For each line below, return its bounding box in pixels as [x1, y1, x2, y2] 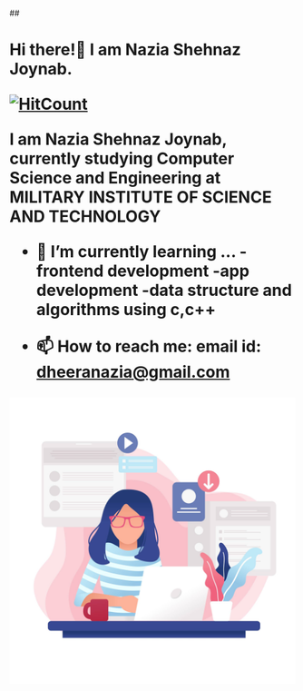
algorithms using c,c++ [35, 300, 216, 321]
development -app [107, 261, 249, 281]
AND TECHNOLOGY [9, 206, 161, 227]
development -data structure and [35, 281, 292, 301]
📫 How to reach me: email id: [35, 336, 261, 357]
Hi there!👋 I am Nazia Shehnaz [9, 40, 242, 60]
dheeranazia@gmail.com [35, 362, 230, 382]
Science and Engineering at [9, 168, 221, 189]
